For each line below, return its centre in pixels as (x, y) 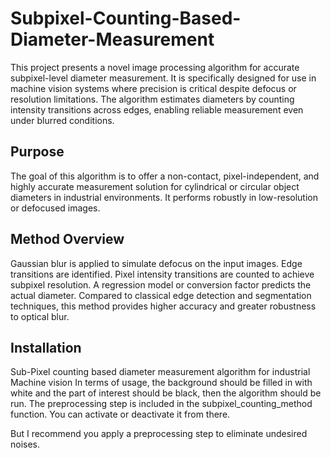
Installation (46, 347)
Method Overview (67, 239)
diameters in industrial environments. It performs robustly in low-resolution (164, 197)
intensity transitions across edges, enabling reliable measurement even (157, 109)
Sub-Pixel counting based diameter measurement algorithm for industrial (160, 372)
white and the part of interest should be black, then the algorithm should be (166, 393)
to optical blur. (40, 316)
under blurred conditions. (62, 120)
